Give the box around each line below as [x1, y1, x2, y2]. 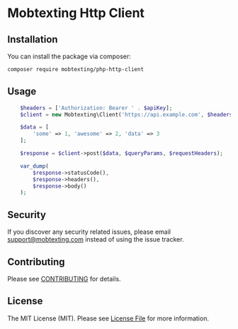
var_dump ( [20, 162, 50, 170]
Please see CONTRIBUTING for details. [7, 274, 122, 283]
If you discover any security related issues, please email [7, 227, 171, 236]
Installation [7, 33, 58, 45]
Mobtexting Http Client [7, 5, 145, 21]
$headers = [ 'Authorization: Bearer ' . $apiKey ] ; [20, 104, 173, 112]
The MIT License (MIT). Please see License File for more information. [7, 314, 209, 323]
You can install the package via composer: [7, 52, 131, 60]
